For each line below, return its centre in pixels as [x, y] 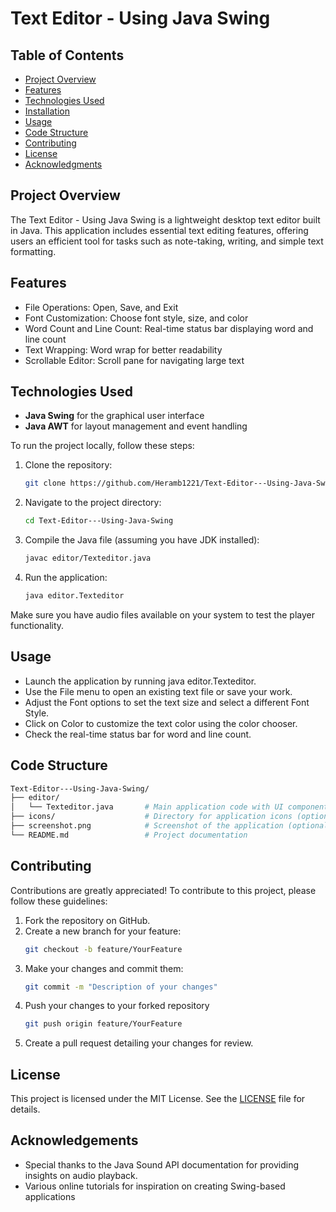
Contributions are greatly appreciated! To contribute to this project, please [163, 890]
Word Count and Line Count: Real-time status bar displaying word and [169, 328]
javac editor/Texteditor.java [88, 558]
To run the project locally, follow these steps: [102, 446]
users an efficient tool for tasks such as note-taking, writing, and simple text [167, 241]
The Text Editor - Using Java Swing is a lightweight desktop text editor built [165, 219]
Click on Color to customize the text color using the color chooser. [161, 723]
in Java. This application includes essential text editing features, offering [159, 230]
